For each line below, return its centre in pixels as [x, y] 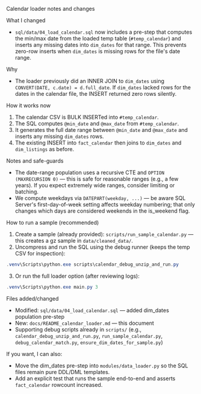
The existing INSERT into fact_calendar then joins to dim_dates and [98, 143]
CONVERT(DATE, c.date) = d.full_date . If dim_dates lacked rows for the [103, 87]
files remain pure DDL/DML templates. [62, 372]
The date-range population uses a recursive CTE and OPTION [89, 172]
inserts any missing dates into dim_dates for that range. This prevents [100, 45]
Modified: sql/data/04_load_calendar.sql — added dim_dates [92, 310]
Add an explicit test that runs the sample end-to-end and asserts [95, 378]
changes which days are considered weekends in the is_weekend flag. [102, 211]
